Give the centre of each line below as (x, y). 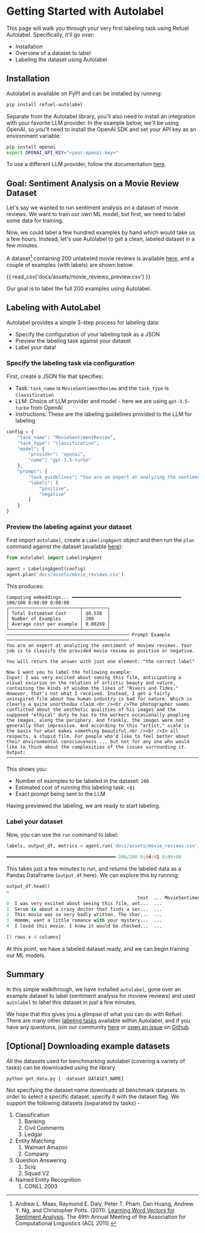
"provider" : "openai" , (57, 454)
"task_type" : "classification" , (58, 443)
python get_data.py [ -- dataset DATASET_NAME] (65, 1078)
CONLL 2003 (41, 1187)
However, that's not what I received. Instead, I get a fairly (88, 694)
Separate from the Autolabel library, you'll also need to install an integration (101, 116)
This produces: (25, 586)
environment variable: (34, 136)
